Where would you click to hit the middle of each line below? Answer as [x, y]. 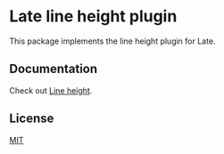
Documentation [54, 69]
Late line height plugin [93, 16]
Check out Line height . [51, 90]
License [32, 119]
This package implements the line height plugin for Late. [112, 41]
